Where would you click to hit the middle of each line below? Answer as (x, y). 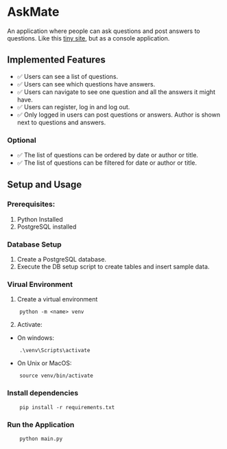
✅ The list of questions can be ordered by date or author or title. (108, 155)
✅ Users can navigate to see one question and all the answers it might (116, 92)
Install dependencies (43, 393)
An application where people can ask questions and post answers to (104, 31)
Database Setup (34, 244)
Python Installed (40, 219)
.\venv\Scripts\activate (55, 351)
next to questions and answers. (61, 122)
